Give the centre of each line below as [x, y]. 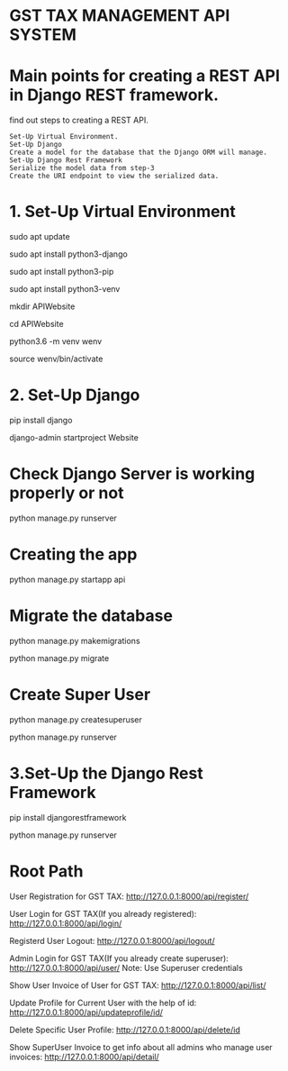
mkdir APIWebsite [42, 306]
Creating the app [73, 554]
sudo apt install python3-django [68, 254]
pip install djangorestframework [68, 817]
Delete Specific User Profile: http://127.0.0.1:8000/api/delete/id [125, 1030]
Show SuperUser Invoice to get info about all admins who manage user [141, 1047]
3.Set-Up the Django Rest [107, 773]
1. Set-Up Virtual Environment [123, 212]
